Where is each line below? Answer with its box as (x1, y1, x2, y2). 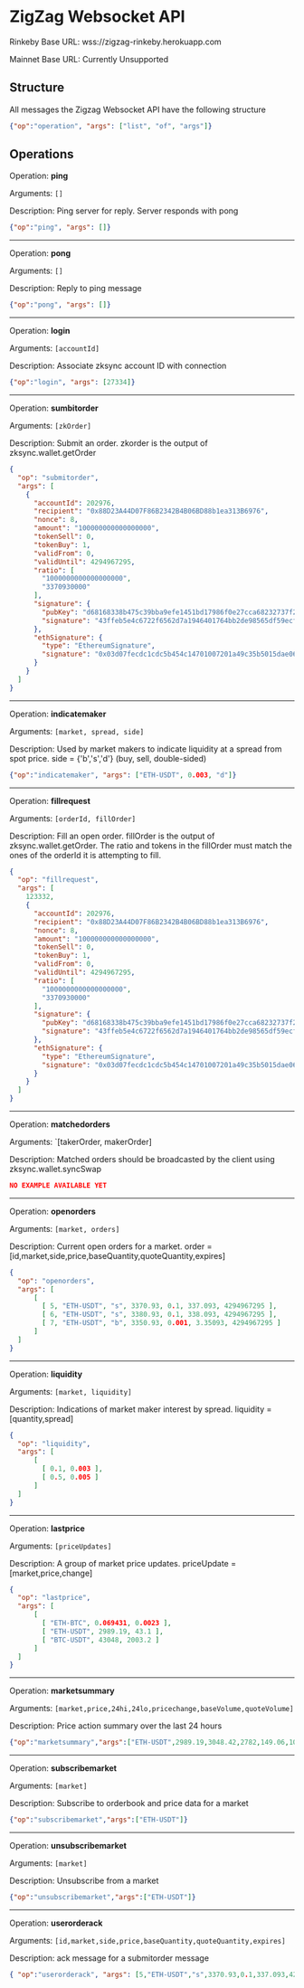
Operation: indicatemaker (9, 708, 107, 719)
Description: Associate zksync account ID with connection (9, 360, 227, 372)
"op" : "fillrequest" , (17, 876, 100, 885)
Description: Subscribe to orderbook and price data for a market (9, 1798, 249, 1809)
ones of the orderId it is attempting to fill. (9, 849, 161, 860)
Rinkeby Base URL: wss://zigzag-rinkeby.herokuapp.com (9, 36, 222, 47)
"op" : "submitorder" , (17, 473, 100, 482)
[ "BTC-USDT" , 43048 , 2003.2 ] (42, 1635, 160, 1644)
